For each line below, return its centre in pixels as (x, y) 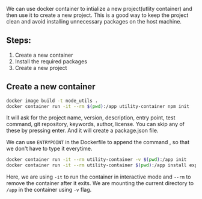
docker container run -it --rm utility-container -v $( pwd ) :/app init (96, 160)
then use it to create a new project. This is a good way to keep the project (97, 15)
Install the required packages (51, 61)
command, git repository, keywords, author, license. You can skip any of (96, 124)
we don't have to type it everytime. (49, 149)
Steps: (19, 41)
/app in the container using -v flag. (49, 190)
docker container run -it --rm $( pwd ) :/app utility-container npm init (98, 106)
